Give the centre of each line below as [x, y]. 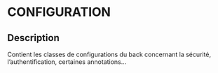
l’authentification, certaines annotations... [67, 62]
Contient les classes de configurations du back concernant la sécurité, [109, 54]
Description [33, 38]
